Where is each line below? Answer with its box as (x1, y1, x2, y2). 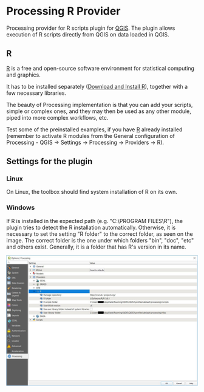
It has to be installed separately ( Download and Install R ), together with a (6, 83, 188, 90)
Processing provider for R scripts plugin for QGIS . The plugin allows (6, 24, 175, 32)
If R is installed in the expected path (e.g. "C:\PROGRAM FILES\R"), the (6, 217, 183, 224)
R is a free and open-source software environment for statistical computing (6, 64, 195, 72)
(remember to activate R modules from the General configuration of (6, 132, 175, 139)
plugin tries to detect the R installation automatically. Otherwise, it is (6, 224, 176, 231)
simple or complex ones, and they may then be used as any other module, (6, 108, 191, 115)
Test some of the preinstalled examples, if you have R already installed (6, 126, 183, 133)
